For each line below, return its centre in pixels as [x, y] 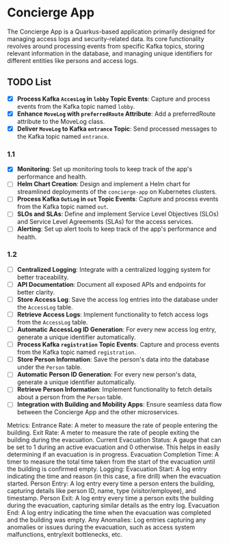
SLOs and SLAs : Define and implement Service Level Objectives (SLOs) [118, 214]
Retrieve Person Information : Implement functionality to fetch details [114, 390]
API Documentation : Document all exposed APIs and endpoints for [111, 284]
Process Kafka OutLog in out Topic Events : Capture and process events [118, 199]
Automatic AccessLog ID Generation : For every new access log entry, [117, 329]
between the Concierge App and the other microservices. [98, 412]
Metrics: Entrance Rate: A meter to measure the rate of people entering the [112, 425]
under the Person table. [49, 367]
